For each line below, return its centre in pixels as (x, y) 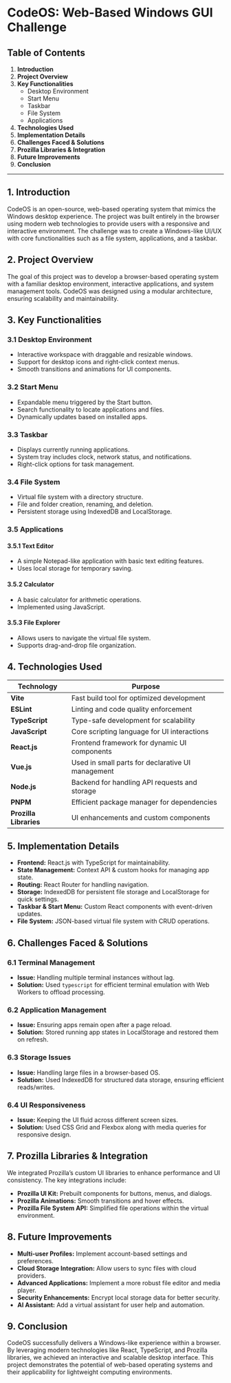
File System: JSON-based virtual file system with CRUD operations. (113, 921)
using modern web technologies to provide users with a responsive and (108, 223)
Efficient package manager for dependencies (144, 802)
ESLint (21, 709)
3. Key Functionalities (54, 320)
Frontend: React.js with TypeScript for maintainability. (93, 863)
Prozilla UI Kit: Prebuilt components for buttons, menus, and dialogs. (114, 1193)
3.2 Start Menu (33, 387)
